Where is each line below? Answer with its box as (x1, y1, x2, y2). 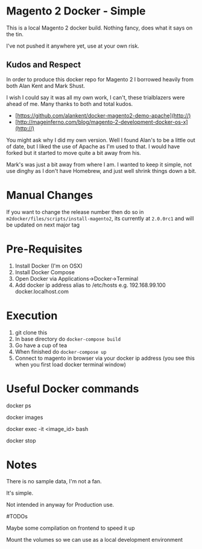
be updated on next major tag (6, 221, 80, 228)
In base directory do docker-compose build (14, 335, 121, 342)
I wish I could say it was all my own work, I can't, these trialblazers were (6, 93, 185, 101)
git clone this (14, 328, 48, 336)
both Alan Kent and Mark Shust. (6, 82, 86, 89)
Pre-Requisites (6, 242, 83, 256)
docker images (6, 413, 43, 421)
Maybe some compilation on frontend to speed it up (6, 524, 135, 532)
